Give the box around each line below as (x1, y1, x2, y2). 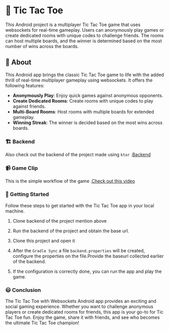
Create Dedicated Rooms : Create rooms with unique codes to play (12, 98, 154, 104)
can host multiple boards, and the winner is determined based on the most (5, 38, 162, 44)
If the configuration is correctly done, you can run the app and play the (12, 268, 162, 274)
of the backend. (12, 258, 46, 265)
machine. (5, 208, 25, 214)
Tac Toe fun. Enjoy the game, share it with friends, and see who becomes (5, 314, 160, 320)
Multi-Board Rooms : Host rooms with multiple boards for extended (12, 108, 154, 114)
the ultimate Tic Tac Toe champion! (5, 319, 80, 326)
